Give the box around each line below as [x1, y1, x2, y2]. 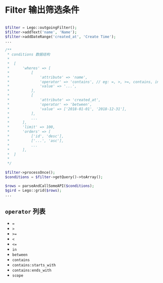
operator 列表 [5, 207, 46, 215]
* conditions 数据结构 [7, 52, 50, 57]
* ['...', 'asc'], [7, 138, 64, 143]
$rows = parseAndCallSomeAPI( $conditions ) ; [5, 183, 95, 188]
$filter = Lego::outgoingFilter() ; [5, 25, 77, 30]
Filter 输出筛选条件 [5, 4, 80, 16]
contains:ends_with [12, 268, 52, 273]
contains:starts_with [12, 263, 56, 268]
